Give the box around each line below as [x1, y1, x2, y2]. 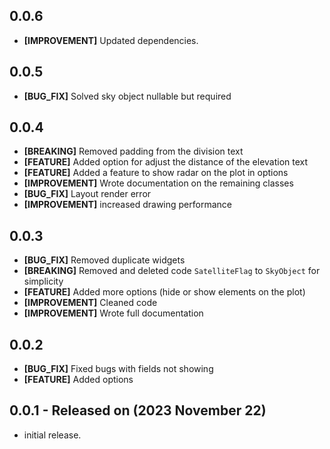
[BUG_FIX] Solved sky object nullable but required [23, 90, 232, 102]
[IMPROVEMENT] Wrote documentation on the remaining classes [23, 177, 294, 189]
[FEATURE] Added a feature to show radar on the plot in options [23, 167, 289, 179]
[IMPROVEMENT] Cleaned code [23, 297, 158, 309]
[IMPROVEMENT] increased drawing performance [23, 199, 232, 211]
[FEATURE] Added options [23, 374, 134, 386]
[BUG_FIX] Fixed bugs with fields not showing [23, 363, 214, 375]
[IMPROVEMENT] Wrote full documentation [23, 307, 204, 319]
